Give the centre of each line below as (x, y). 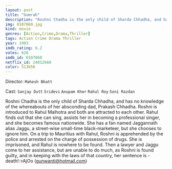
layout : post (19, 10)
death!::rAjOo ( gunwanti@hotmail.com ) (46, 161)
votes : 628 (17, 53)
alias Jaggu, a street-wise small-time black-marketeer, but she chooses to (83, 129)
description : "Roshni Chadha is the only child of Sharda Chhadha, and (83, 19)
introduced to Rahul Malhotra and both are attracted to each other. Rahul (82, 112)
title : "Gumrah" (23, 15)
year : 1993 (17, 43)
